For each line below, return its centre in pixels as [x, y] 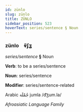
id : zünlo [15, 10]
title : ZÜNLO [19, 19]
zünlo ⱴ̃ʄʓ [19, 46]
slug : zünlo [17, 14]
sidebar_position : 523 [28, 23]
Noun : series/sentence [28, 76]
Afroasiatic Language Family [35, 105]
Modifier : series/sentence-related [40, 85]
